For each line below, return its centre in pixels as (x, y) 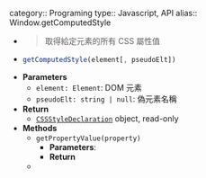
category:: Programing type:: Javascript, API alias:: (103, 13)
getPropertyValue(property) (88, 138)
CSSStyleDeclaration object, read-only (107, 118)
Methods (40, 128)
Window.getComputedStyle (60, 22)
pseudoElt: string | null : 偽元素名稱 (106, 99)
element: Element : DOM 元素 (89, 87)
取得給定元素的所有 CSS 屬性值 (102, 41)
